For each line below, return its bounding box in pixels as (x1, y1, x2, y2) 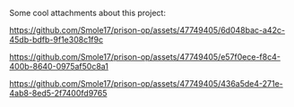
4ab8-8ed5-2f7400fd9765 (9, 88, 108, 98)
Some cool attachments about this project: (9, 8, 166, 18)
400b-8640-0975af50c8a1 (9, 62, 109, 71)
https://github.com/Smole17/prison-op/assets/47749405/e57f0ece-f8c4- (9, 52, 281, 62)
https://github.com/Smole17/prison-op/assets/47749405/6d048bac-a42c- (9, 25, 285, 35)
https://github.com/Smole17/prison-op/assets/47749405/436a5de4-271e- (9, 78, 284, 88)
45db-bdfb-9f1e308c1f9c (9, 35, 104, 45)
